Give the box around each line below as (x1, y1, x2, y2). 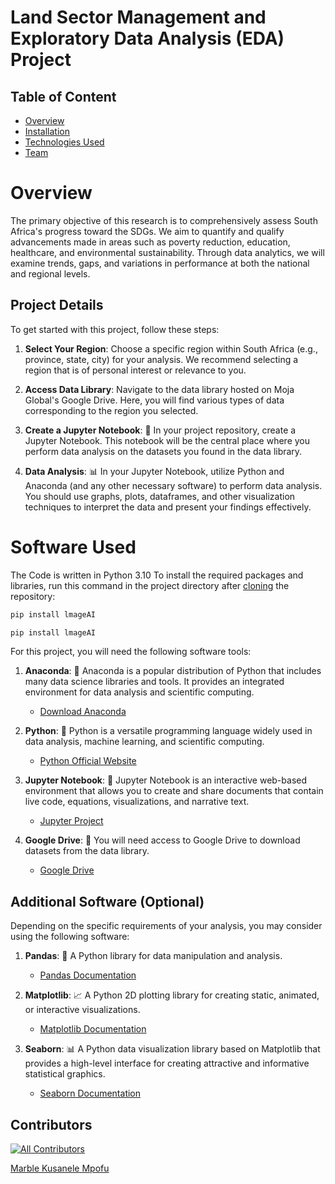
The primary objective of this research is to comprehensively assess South (10, 214, 318, 226)
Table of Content (10, 88, 117, 105)
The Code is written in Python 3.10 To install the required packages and (10, 569, 304, 581)
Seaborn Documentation (39, 1087, 142, 1100)
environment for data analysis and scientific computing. (24, 686, 255, 698)
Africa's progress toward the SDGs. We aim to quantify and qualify (10, 225, 285, 237)
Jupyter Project (39, 815, 104, 827)
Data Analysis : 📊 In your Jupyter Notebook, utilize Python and (24, 465, 285, 477)
